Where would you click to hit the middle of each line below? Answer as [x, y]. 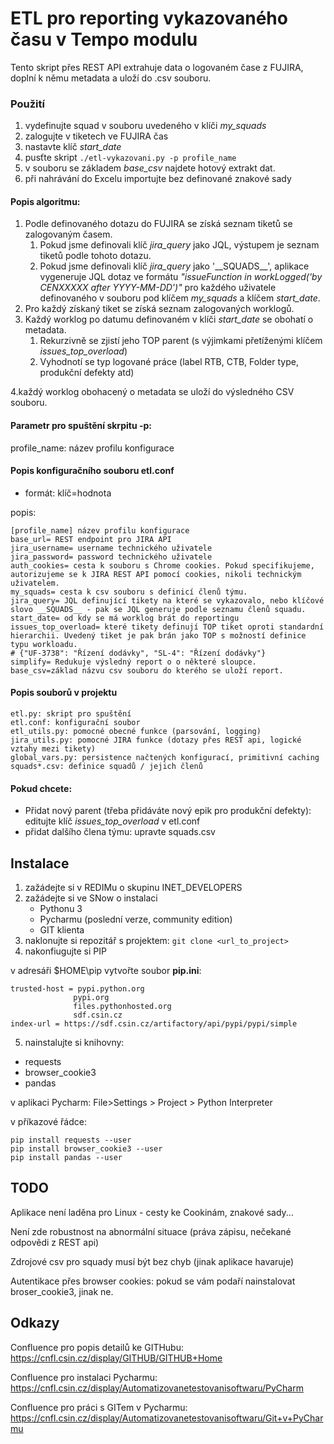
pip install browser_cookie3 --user [86, 1149]
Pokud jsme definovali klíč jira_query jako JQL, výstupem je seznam [179, 245]
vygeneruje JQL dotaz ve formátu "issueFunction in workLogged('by [181, 277]
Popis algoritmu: [45, 201]
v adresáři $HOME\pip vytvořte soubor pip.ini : [106, 971]
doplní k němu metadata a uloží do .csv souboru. [111, 78]
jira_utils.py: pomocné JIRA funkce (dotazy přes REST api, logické [156, 740]
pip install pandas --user [66, 1158]
